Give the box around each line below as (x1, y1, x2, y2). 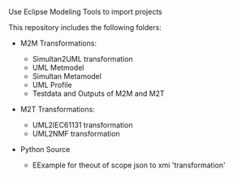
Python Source (19, 145, 71, 154)
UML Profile (32, 80, 73, 89)
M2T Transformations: (19, 105, 95, 114)
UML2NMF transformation (32, 129, 120, 138)
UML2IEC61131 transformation (32, 120, 133, 129)
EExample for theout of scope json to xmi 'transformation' (32, 160, 226, 170)
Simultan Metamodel (32, 72, 101, 80)
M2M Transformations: (19, 38, 97, 48)
